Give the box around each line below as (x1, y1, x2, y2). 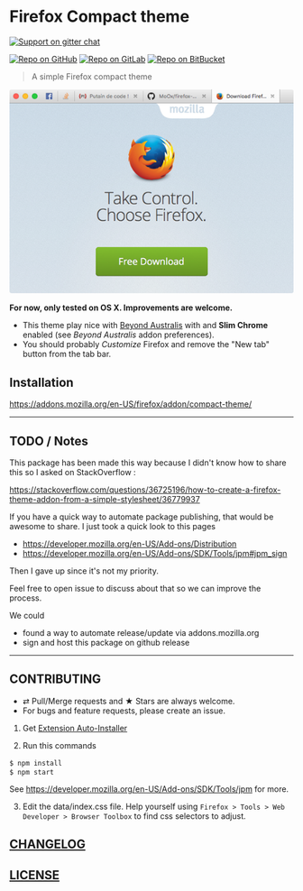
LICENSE (9, 868, 60, 883)
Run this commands (22, 739, 96, 750)
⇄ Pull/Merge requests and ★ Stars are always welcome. (22, 695, 235, 706)
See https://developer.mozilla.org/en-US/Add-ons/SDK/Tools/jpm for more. (9, 783, 289, 795)
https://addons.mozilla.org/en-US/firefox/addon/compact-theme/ (9, 399, 252, 409)
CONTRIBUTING (9, 672, 102, 687)
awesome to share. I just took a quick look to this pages (9, 521, 216, 532)
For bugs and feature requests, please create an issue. (22, 705, 225, 716)
